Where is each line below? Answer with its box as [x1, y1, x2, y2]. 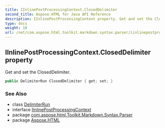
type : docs [5, 21, 27, 26]
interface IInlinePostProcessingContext [12, 106, 91, 112]
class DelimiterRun [12, 101, 51, 107]
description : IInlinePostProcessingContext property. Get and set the [5, 16, 153, 21]
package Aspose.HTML [12, 117, 60, 123]
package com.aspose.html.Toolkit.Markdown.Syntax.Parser [12, 112, 133, 118]
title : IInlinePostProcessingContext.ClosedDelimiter [5, 7, 118, 12]
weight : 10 [5, 26, 27, 31]
